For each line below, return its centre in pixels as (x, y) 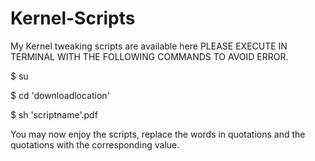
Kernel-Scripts (73, 18)
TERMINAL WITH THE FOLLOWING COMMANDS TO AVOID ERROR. (149, 56)
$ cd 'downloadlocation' (60, 95)
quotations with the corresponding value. (95, 144)
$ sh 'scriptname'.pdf (54, 114)
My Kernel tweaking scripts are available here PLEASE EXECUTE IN (149, 46)
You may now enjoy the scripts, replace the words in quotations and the (158, 134)
